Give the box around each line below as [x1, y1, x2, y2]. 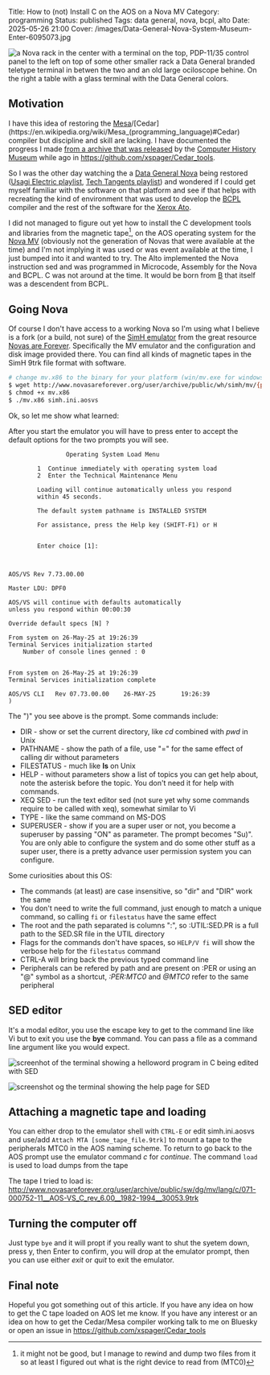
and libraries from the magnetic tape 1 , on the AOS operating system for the [8, 226, 256, 237]
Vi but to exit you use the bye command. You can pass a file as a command [8, 1034, 258, 1043]
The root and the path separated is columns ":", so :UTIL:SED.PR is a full [19, 920, 259, 930]
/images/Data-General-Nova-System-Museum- [95, 24, 252, 33]
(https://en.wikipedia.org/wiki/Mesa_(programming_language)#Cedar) [8, 126, 240, 136]
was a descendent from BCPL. [8, 279, 109, 289]
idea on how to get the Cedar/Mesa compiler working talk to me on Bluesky [8, 1317, 258, 1327]
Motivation [8, 97, 64, 111]
